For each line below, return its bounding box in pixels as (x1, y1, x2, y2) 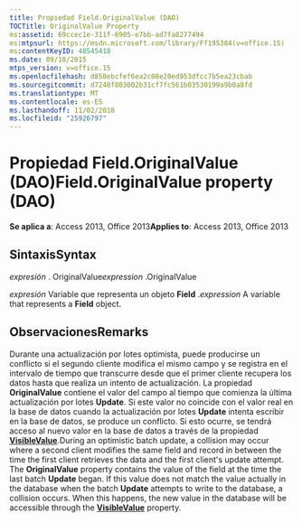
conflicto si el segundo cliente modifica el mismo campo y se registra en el (9, 358, 288, 368)
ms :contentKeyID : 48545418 (9, 47, 111, 56)
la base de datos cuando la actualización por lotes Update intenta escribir (9, 405, 285, 416)
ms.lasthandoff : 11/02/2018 (9, 106, 116, 115)
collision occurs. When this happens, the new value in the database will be (9, 492, 288, 503)
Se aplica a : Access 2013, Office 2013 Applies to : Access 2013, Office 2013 (9, 221, 289, 232)
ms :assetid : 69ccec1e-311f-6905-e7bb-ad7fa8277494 (9, 30, 204, 39)
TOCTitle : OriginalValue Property (9, 22, 140, 31)
